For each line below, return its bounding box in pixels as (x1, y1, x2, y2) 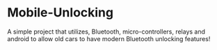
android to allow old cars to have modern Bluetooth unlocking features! (7, 34, 211, 42)
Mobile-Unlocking (7, 5, 113, 21)
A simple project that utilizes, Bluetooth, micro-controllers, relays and (7, 27, 206, 36)
